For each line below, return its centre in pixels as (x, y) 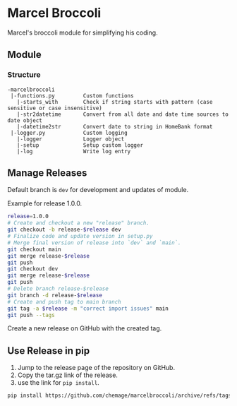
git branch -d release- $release (55, 295)
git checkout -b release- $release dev (64, 230)
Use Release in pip (49, 351)
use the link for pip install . (59, 383)
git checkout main (34, 249)
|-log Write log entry (74, 151)
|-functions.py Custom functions (72, 96)
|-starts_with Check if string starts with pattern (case (115, 102)
